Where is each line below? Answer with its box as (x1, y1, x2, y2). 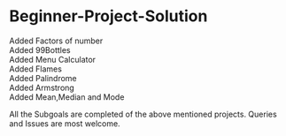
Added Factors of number (9, 35, 104, 46)
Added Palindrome (9, 72, 77, 83)
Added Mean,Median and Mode (9, 91, 125, 102)
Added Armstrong (9, 82, 75, 93)
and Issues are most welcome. (9, 117, 121, 129)
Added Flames (9, 64, 62, 74)
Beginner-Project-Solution (9, 6, 208, 26)
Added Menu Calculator (9, 54, 96, 64)
